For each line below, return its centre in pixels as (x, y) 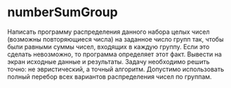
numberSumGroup (62, 12)
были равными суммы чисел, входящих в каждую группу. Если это (108, 46)
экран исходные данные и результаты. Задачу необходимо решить (108, 61)
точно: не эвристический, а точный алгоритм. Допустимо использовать (116, 69)
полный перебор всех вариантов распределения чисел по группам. (110, 76)
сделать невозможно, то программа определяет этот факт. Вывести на (115, 54)
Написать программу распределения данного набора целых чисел (108, 32)
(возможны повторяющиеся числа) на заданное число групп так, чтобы (115, 39)
